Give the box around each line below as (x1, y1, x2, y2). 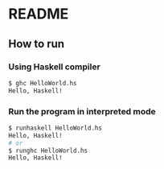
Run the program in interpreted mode (8, 105, 157, 117)
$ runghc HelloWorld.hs (8, 146, 88, 155)
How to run (8, 37, 65, 51)
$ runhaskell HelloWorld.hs (8, 124, 103, 132)
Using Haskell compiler (8, 61, 100, 72)
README (8, 5, 69, 23)
